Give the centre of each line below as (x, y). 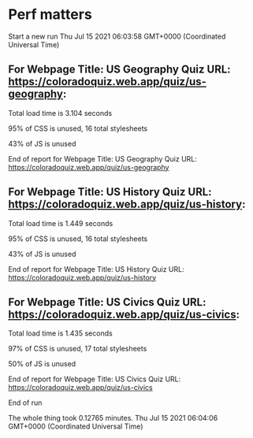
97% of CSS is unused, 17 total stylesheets (78, 349)
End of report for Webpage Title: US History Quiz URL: (96, 269)
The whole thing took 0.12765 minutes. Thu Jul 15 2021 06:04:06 (113, 418)
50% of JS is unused (42, 364)
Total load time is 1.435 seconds (60, 333)
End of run (25, 403)
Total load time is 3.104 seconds (60, 113)
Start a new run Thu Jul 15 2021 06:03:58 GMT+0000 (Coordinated (117, 36)
